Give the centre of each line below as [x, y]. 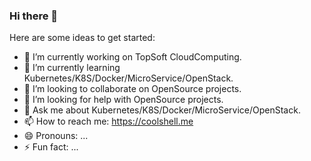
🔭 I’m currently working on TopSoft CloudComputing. [132, 57]
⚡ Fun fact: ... [51, 147]
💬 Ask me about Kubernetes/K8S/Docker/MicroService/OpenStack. [162, 110]
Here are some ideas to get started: [82, 38]
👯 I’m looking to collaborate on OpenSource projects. [132, 89]
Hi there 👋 [34, 16]
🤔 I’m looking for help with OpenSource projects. [123, 100]
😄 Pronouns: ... [56, 136]
